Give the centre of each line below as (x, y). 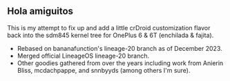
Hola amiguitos (40, 11)
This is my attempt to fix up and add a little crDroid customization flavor (109, 27)
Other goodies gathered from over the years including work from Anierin (120, 63)
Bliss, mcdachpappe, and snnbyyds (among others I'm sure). (104, 70)
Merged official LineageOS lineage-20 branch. (83, 56)
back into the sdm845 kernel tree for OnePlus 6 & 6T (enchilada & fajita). (111, 35)
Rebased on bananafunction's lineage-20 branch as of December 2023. (119, 48)
